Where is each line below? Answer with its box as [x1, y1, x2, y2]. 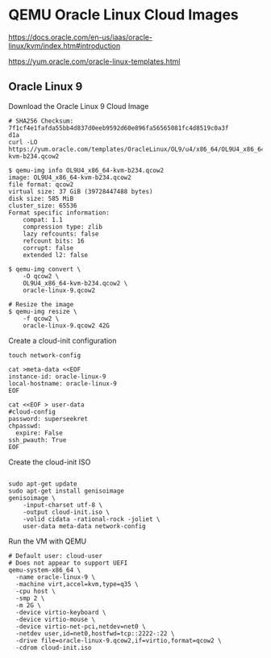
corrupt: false [23, 244, 74, 252]
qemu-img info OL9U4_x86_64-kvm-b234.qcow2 [15, 166, 164, 174]
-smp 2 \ [15, 594, 45, 602]
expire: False [15, 429, 63, 437]
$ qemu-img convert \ [8, 264, 81, 273]
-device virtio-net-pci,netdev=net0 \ [15, 623, 147, 631]
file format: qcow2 [8, 180, 74, 189]
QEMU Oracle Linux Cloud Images [8, 6, 240, 24]
